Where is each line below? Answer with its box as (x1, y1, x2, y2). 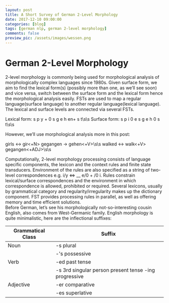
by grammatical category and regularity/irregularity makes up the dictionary (5, 188, 162, 194)
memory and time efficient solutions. (5, 199, 81, 205)
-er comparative (55, 281, 95, 288)
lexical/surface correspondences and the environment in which (5, 177, 136, 183)
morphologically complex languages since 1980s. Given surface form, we (5, 79, 157, 85)
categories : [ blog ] (5, 21, 46, 27)
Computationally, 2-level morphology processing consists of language (5, 156, 151, 162)
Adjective (8, 281, 30, 288)
